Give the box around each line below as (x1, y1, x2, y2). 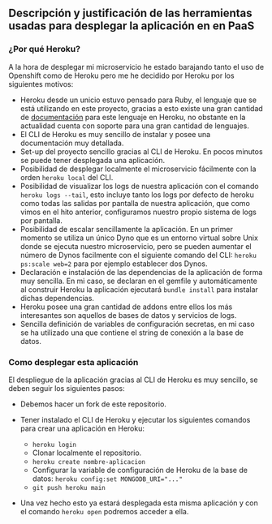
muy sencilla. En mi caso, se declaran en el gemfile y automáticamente (19, 276, 257, 286)
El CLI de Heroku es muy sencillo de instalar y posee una (19, 129, 211, 139)
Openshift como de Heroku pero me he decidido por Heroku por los (8, 71, 235, 80)
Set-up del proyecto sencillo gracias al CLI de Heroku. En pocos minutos (19, 146, 263, 157)
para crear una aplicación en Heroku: (19, 423, 145, 433)
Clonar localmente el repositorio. (32, 448, 142, 457)
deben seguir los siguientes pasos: (8, 383, 125, 393)
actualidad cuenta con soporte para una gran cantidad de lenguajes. (19, 121, 249, 131)
